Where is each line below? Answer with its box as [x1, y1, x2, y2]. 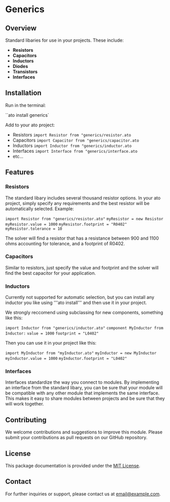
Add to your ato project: [5, 122, 55, 128]
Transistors [12, 69, 38, 75]
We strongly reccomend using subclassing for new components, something [5, 310, 163, 316]
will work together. [5, 401, 44, 407]
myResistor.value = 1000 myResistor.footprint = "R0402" [5, 222, 127, 227]
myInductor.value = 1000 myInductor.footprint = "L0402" [5, 356, 127, 361]
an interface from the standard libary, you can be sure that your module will [5, 385, 163, 391]
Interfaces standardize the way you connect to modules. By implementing [5, 379, 159, 385]
